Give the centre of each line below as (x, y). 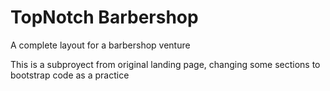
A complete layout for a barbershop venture (100, 45)
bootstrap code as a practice (70, 75)
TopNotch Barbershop (104, 17)
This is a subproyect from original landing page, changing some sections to (165, 64)
